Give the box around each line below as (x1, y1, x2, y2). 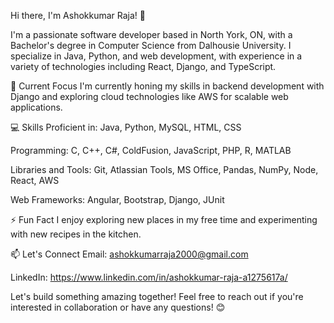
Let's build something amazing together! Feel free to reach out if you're (10, 291, 304, 302)
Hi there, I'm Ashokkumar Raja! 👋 (10, 10, 146, 21)
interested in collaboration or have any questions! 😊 (10, 301, 226, 313)
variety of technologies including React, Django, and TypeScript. (10, 61, 277, 72)
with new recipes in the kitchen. (10, 228, 142, 240)
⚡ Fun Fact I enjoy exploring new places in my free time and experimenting (10, 214, 318, 225)
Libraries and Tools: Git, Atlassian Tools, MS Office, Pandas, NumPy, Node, (10, 164, 319, 175)
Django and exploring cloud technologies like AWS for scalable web (10, 91, 289, 102)
